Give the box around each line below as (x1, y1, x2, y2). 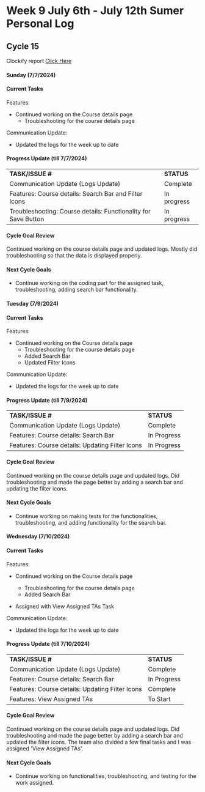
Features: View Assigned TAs (9, 695, 93, 703)
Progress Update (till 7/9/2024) (6, 396, 88, 404)
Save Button (9, 215, 45, 223)
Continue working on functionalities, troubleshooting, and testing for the (15, 772, 196, 780)
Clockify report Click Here (6, 57, 72, 64)
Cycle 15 (6, 41, 40, 51)
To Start (148, 695, 171, 703)
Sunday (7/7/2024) (6, 71, 56, 78)
